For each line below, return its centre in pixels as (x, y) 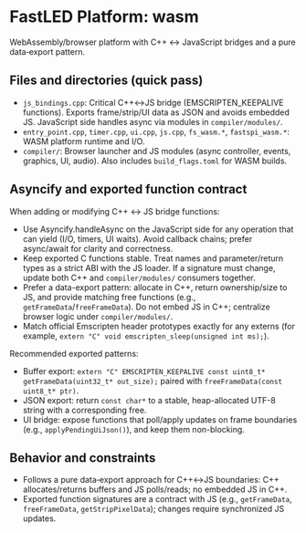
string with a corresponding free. (84, 410)
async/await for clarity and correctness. (98, 248)
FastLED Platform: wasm (104, 17)
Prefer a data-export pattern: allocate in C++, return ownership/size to (155, 287)
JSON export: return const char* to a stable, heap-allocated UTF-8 (149, 400)
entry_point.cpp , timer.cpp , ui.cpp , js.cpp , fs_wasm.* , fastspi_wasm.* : (156, 131)
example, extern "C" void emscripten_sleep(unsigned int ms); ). (146, 336)
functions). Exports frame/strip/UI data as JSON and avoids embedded (156, 112)
